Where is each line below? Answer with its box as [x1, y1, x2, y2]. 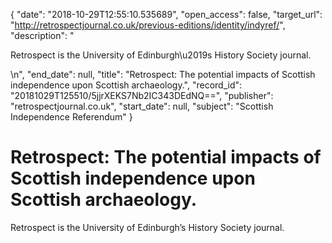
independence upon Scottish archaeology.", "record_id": [10, 79, 243, 91]
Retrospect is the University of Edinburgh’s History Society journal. [10, 221, 285, 233]
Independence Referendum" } [10, 111, 133, 123]
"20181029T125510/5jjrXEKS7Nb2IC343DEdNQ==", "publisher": [10, 90, 274, 101]
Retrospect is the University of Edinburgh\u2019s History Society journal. [10, 49, 312, 61]
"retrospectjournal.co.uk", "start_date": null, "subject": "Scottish [10, 100, 274, 112]
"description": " [10, 30, 75, 41]
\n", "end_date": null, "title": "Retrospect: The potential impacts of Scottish [10, 69, 316, 80]
